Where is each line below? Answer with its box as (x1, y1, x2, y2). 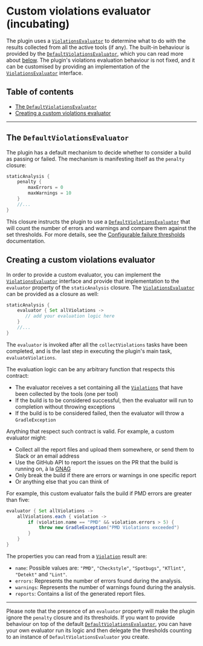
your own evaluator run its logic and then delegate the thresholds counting (6, 627, 192, 634)
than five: (6, 496, 30, 503)
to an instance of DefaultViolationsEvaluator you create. (6, 633, 150, 640)
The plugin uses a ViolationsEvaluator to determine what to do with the (6, 37, 186, 44)
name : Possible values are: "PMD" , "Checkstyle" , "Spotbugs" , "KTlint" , (14, 564, 186, 572)
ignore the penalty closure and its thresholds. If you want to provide (6, 613, 175, 621)
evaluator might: (6, 434, 47, 441)
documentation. (6, 237, 46, 245)
